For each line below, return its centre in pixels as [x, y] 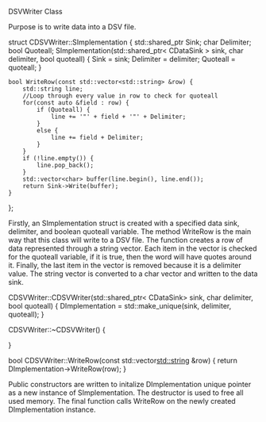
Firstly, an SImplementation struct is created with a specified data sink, [124, 223]
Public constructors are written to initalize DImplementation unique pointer [130, 384]
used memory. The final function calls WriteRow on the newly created [122, 401]
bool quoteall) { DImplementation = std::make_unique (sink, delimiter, [120, 306]
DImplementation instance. [52, 409]
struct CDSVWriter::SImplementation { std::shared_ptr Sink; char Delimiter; [130, 42]
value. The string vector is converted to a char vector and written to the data [133, 274]
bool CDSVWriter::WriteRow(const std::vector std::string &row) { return [123, 361]
